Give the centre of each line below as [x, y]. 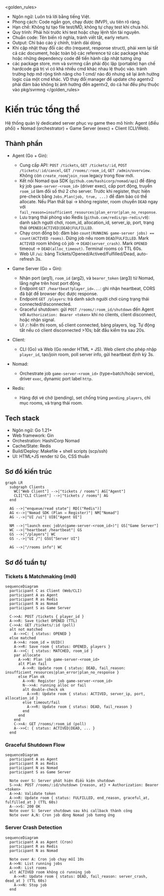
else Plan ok [31, 677]
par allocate [27, 655]
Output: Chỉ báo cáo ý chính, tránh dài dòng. [57, 43]
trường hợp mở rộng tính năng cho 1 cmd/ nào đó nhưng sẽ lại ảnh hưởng [86, 74]
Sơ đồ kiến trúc [29, 472]
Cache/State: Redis [32, 446]
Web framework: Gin [33, 435]
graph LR [14, 483]
